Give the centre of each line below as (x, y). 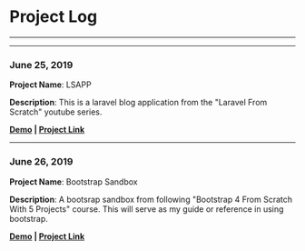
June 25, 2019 (41, 65)
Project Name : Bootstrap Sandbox (74, 181)
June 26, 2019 (41, 162)
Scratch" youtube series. (56, 112)
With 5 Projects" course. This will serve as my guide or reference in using (147, 209)
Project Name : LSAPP (51, 85)
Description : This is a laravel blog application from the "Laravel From (138, 103)
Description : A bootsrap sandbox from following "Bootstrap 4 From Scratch (151, 199)
